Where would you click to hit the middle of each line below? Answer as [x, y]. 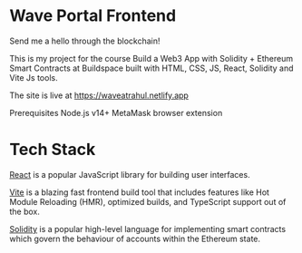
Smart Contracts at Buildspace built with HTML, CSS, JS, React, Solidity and [151, 68]
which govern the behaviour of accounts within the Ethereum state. [135, 238]
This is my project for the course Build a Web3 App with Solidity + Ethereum [151, 58]
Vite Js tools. [34, 77]
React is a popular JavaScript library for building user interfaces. [130, 174]
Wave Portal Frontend [93, 16]
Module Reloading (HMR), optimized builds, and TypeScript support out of [148, 201]
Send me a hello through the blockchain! [85, 41]
